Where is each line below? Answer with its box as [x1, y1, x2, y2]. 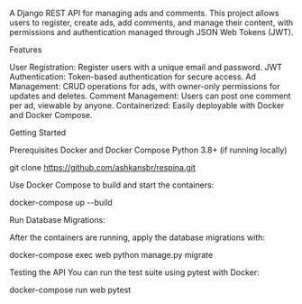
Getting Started [9, 127, 67, 138]
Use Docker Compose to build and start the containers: [9, 180, 215, 190]
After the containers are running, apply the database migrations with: [9, 232, 266, 243]
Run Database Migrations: [9, 215, 105, 225]
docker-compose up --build [9, 198, 113, 207]
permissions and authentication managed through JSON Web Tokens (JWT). [9, 27, 294, 37]
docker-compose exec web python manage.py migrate [9, 250, 214, 260]
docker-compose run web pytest [9, 284, 132, 295]
